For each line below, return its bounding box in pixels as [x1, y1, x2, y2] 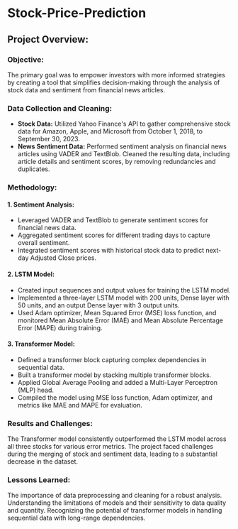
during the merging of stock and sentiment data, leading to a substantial [7, 449, 218, 458]
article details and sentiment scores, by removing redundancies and [17, 158, 216, 166]
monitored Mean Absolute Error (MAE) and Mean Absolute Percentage [17, 316, 223, 325]
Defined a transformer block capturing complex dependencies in [17, 355, 207, 364]
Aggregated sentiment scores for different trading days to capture [17, 231, 210, 239]
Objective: [7, 55, 44, 65]
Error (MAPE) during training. [17, 323, 103, 332]
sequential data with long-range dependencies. [7, 513, 146, 523]
